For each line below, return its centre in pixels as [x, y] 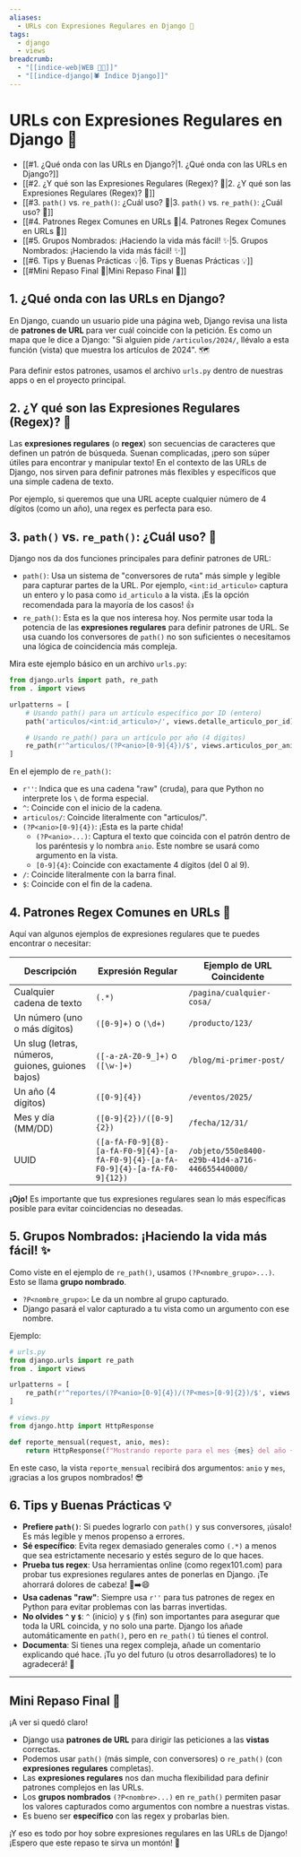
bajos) [27, 1077]
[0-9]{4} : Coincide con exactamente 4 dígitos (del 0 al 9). [142, 865]
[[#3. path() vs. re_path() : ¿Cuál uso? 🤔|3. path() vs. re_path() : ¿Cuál [152, 202]
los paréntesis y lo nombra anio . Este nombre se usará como [147, 846]
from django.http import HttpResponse [82, 1426]
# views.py [30, 1418]
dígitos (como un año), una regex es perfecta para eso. [111, 508]
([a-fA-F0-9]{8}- [133, 1141]
